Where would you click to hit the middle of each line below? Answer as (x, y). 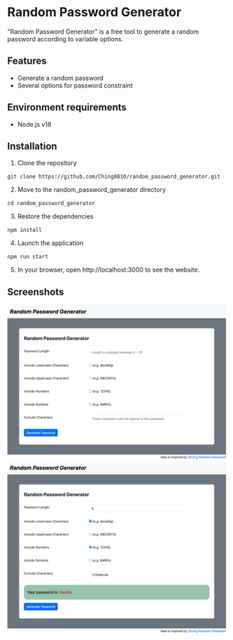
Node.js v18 (34, 124)
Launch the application (50, 243)
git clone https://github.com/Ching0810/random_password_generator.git (114, 177)
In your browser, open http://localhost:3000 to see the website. (108, 270)
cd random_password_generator (51, 204)
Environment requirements (67, 107)
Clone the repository (47, 163)
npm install (24, 230)
